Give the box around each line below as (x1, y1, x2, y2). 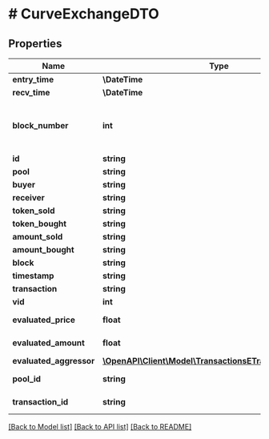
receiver (12, 192, 46, 203)
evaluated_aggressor (12, 356, 95, 366)
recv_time (12, 87, 50, 98)
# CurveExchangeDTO (8, 5, 160, 23)
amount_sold (12, 232, 63, 242)
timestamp (12, 270, 54, 281)
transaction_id (12, 397, 69, 407)
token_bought (12, 218, 66, 229)
